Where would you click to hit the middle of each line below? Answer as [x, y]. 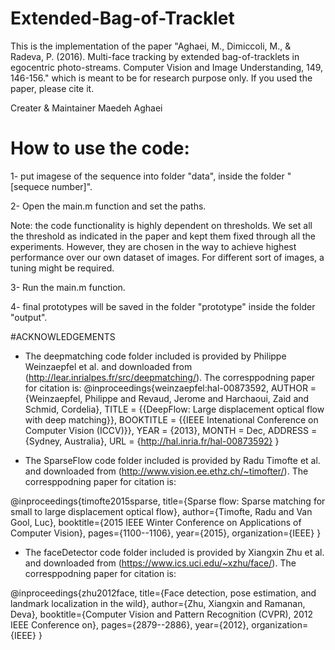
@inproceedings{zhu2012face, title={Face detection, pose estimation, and [163, 593]
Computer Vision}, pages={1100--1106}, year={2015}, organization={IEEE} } [166, 533]
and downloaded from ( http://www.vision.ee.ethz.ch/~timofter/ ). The [166, 471]
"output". [29, 317]
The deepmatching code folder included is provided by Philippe [155, 356]
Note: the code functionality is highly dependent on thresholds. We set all [161, 225]
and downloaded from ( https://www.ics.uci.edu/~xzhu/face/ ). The [160, 563]
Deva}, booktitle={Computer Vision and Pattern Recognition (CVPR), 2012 [162, 614]
